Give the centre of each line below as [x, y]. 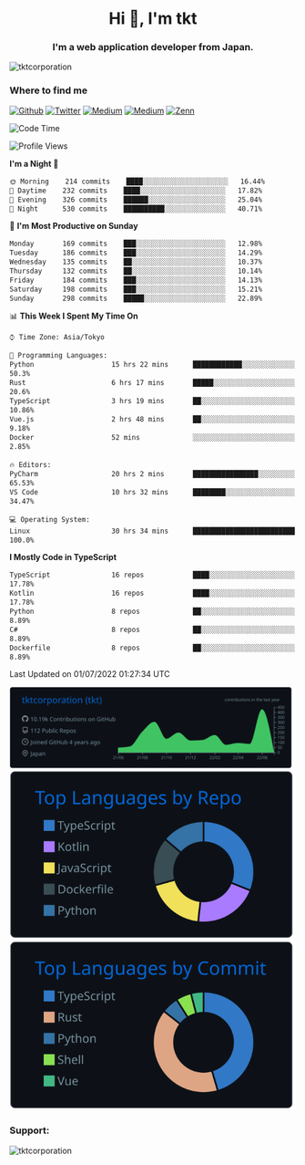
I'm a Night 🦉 [34, 163]
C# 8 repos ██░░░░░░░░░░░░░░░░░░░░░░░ [152, 629]
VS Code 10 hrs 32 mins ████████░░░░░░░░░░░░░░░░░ [152, 492]
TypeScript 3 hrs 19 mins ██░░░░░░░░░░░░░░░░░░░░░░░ [152, 400]
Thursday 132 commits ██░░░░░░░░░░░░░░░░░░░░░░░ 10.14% [136, 271]
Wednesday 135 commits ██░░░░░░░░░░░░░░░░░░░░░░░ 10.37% [136, 262]
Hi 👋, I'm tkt [153, 19]
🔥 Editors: [30, 464]
